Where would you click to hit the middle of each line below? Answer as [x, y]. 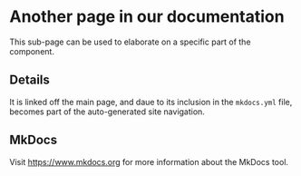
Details [29, 80]
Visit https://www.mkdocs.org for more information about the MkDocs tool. [149, 161]
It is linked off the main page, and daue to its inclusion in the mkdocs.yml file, [151, 102]
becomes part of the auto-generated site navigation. [107, 112]
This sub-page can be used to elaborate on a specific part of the [130, 42]
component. [32, 51]
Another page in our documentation [147, 17]
